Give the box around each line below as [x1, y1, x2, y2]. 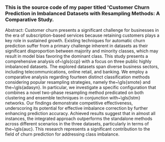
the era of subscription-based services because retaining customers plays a [5, 32, 160, 38]
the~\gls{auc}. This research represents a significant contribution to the [5, 126, 150, 132]
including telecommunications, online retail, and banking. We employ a [5, 69, 148, 75]
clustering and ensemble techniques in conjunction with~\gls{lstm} [5, 95, 141, 101]
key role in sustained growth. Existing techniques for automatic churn [5, 38, 145, 44]
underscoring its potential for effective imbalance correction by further [5, 105, 148, 111]
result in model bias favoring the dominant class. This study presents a [5, 53, 148, 59]
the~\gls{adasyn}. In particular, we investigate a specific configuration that [5, 85, 156, 91]
